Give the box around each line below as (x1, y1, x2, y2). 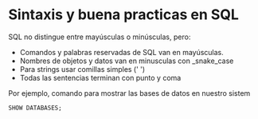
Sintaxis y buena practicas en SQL (8, 6, 239, 24)
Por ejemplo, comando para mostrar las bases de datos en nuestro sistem (8, 88, 251, 97)
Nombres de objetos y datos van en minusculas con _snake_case (19, 56, 234, 65)
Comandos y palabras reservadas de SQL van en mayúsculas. (19, 47, 225, 57)
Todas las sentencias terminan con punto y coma (19, 73, 182, 82)
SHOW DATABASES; (8, 104, 62, 112)
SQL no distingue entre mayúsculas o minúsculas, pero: (8, 32, 191, 42)
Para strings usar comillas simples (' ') (19, 64, 146, 73)
